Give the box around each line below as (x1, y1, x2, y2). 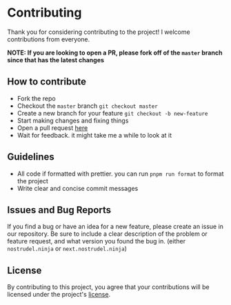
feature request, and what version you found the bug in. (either (7, 237, 186, 246)
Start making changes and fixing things (17, 116, 129, 124)
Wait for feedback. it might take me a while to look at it (17, 131, 172, 139)
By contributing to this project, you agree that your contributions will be (7, 283, 210, 291)
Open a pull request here (17, 123, 88, 132)
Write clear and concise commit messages (17, 184, 139, 192)
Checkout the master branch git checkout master (17, 102, 159, 110)
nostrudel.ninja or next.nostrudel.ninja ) (7, 244, 128, 253)
